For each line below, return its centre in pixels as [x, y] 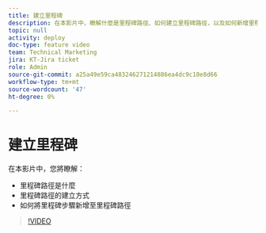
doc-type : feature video [49, 45]
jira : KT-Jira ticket [44, 60]
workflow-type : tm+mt [44, 82]
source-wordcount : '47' [47, 89]
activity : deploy [37, 38]
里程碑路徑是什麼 [47, 185]
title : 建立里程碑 [36, 15]
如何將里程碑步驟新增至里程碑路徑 [75, 205]
